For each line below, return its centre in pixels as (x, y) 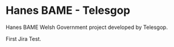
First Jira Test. (24, 39)
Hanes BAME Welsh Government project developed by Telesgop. (87, 27)
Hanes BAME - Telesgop (68, 11)
